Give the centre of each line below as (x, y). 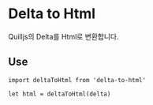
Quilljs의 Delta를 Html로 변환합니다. (64, 36)
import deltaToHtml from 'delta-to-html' (77, 80)
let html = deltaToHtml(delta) (60, 94)
